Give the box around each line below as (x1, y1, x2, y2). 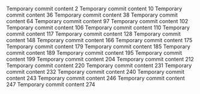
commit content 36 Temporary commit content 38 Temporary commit (6, 11, 178, 18)
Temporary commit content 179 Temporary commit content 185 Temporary (6, 43, 190, 50)
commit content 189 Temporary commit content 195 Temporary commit (6, 49, 182, 56)
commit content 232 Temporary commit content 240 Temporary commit (6, 68, 184, 75)
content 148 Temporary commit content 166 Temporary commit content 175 (6, 37, 193, 43)
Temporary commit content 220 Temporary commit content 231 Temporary (6, 62, 192, 69)
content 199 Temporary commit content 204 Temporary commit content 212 (6, 56, 194, 62)
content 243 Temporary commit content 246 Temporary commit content (6, 74, 185, 82)
